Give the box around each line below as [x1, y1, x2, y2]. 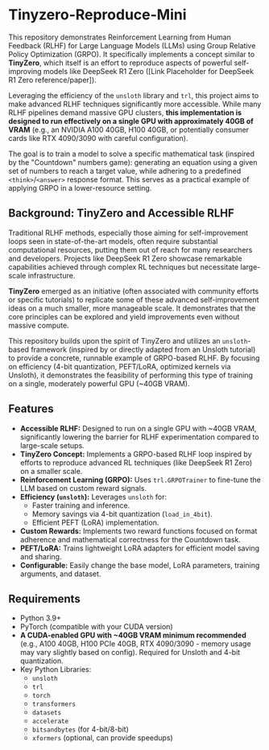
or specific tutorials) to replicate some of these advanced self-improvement [8, 295, 259, 304]
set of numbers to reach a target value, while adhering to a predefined [8, 166, 242, 175]
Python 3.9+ [19, 613, 62, 623]
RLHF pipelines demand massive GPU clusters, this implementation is [8, 107, 242, 117]
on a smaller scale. [19, 466, 83, 476]
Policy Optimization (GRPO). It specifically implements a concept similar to [8, 49, 255, 59]
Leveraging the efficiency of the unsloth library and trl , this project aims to [8, 90, 259, 100]
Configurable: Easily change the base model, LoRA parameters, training [19, 560, 260, 570]
